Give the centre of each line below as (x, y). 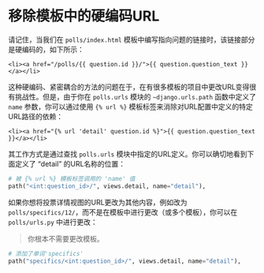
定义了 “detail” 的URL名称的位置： (70, 163)
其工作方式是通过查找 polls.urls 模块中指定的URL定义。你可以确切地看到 (128, 154)
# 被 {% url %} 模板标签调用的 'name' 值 (72, 178)
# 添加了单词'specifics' (46, 253)
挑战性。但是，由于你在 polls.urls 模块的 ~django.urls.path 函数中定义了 (136, 96)
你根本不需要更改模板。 (65, 238)
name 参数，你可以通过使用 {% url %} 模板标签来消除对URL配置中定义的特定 (131, 107)
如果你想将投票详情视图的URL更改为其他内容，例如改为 (98, 202)
